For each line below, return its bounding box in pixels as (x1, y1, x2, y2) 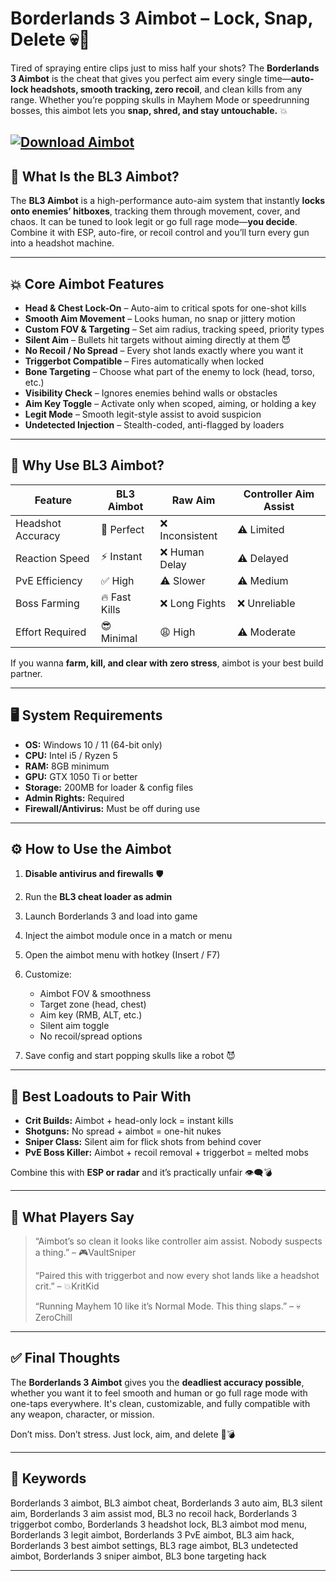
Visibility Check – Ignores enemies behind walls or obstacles (24, 387, 278, 399)
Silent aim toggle (39, 1020, 110, 1032)
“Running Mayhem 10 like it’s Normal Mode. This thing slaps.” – (34, 1300, 295, 1312)
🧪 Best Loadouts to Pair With (10, 1088, 192, 1105)
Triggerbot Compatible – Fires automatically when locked (24, 355, 265, 367)
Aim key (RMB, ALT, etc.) (39, 1009, 143, 1021)
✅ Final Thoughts (10, 1350, 121, 1367)
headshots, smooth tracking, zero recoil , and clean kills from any (30, 83, 303, 95)
